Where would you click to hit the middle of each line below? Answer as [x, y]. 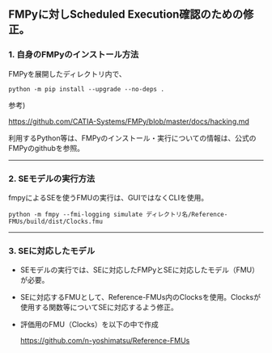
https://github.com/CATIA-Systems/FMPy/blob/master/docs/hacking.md [129, 121]
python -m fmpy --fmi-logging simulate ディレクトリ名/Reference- [118, 214]
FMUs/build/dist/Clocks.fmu [56, 221]
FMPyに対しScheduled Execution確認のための [126, 15]
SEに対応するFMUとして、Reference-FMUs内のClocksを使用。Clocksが [140, 297]
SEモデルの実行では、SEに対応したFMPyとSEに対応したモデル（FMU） [140, 270]
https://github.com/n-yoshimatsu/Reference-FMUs [105, 341]
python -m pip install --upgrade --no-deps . [86, 89]
